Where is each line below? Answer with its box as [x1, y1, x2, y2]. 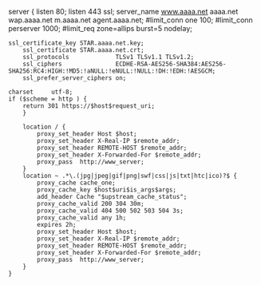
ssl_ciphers [22, 60, 62, 68]
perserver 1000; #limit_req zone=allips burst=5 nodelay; [8, 24, 193, 33]
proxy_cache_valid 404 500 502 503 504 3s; [37, 207, 184, 215]
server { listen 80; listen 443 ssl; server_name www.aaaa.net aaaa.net [8, 7, 239, 16]
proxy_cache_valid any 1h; [37, 214, 127, 222]
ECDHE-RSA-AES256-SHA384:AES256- [115, 60, 227, 68]
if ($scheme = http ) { [8, 95, 88, 103]
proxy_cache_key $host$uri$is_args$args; [37, 186, 177, 194]
